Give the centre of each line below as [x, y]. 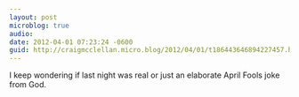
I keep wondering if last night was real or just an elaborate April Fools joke [145, 75]
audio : [21, 34]
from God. [28, 85]
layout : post [33, 17]
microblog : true [39, 26]
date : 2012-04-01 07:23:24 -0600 [71, 42]
